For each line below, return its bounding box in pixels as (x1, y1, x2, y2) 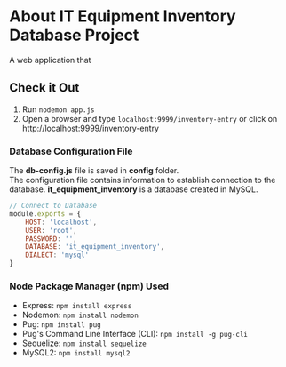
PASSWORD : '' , (25, 234, 77, 243)
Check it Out (9, 80, 80, 95)
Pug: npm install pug (21, 319, 101, 330)
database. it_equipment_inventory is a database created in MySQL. (9, 184, 258, 195)
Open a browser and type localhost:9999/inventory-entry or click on (21, 113, 278, 124)
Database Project (9, 25, 139, 45)
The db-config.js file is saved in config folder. (9, 165, 179, 176)
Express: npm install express (21, 300, 132, 311)
